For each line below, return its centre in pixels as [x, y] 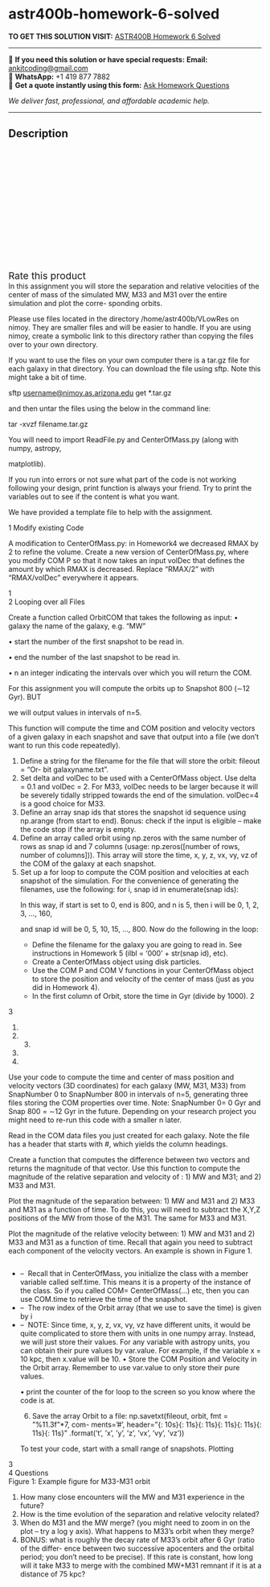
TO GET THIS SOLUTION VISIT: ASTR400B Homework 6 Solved [115, 36]
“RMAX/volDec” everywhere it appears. [74, 578]
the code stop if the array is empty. [78, 829]
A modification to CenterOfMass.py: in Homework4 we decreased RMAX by [133, 543]
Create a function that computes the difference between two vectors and [129, 1159]
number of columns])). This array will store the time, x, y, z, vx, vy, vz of [139, 855]
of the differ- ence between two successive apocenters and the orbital [137, 1548]
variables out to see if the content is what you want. [94, 496]
